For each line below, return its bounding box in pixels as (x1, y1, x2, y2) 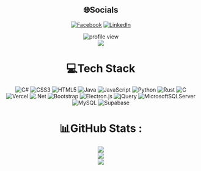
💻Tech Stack (66, 62, 136, 75)
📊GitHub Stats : (59, 122, 143, 135)
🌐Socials (83, 5, 119, 15)
